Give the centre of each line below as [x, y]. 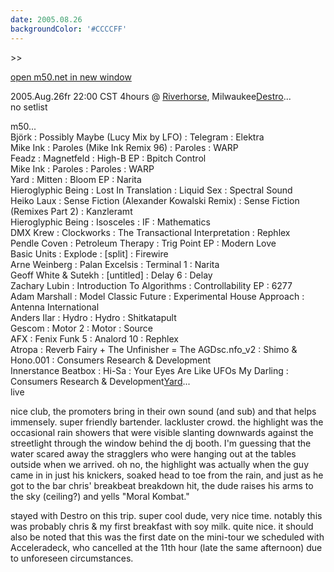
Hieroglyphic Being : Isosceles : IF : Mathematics [110, 222]
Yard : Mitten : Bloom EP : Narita [76, 179]
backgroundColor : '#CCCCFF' [69, 29]
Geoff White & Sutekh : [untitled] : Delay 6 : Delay [111, 275]
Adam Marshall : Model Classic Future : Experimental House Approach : [157, 296]
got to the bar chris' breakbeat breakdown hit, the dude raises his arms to [162, 485]
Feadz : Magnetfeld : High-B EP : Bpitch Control [108, 158]
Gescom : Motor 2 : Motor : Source [82, 328]
